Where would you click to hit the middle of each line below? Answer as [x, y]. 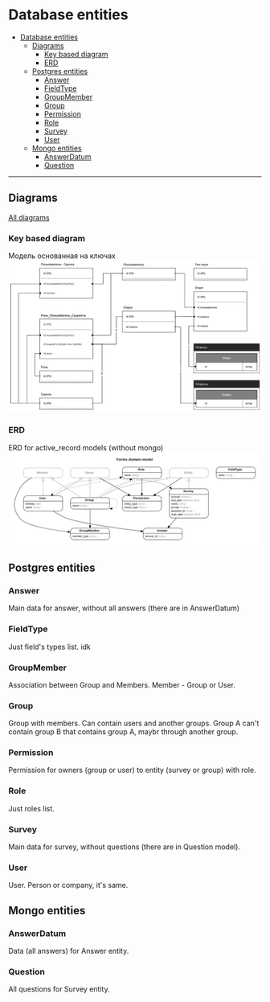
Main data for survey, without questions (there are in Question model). [125, 847]
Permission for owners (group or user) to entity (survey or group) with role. [132, 770]
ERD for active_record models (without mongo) [86, 447]
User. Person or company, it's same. [68, 885]
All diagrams [29, 217]
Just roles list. [31, 808]
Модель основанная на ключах [62, 256]
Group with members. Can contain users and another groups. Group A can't [134, 723]
